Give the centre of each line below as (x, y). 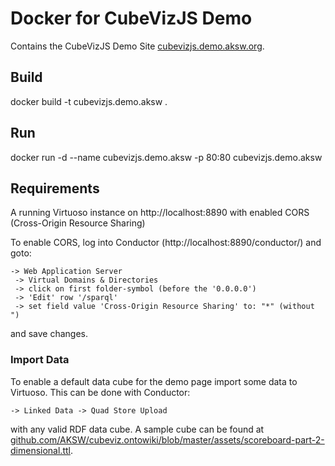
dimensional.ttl (40, 450)
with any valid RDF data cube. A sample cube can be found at (137, 429)
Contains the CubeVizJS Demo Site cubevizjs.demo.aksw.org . (137, 46)
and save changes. (49, 334)
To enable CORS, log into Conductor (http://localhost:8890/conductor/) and (166, 243)
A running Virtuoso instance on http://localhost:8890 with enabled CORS (160, 213)
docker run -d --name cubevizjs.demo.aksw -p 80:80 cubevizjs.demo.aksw (166, 157)
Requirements (55, 188)
